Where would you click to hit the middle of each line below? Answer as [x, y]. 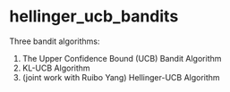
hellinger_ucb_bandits [94, 17]
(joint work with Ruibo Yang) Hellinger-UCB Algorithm [121, 77]
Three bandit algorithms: [55, 41]
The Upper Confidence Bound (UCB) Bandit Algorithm [122, 58]
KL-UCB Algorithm [56, 68]
